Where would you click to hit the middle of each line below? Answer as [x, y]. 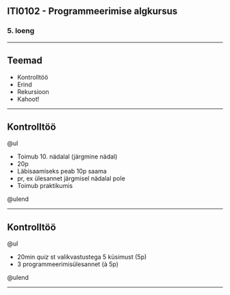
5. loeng [21, 31]
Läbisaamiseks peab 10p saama [62, 172]
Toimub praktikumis [45, 186]
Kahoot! [28, 99]
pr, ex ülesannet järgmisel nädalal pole [71, 178]
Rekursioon [33, 91]
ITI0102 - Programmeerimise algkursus [92, 11]
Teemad [25, 61]
